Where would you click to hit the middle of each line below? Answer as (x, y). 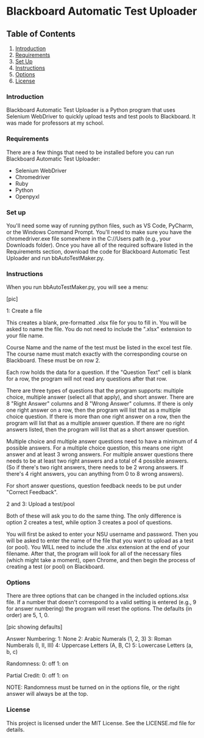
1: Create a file (24, 311)
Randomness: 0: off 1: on (37, 663)
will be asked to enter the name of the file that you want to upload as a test (100, 541)
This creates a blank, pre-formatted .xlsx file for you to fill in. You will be (97, 323)
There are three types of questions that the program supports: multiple (95, 391)
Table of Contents (41, 34)
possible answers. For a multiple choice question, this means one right (95, 448)
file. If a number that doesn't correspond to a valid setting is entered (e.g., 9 (101, 602)
